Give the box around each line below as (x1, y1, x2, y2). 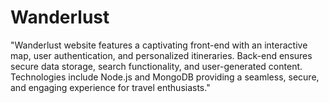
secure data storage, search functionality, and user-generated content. (10, 60, 303, 72)
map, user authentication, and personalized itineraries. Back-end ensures (10, 49, 313, 61)
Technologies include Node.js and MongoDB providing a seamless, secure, (10, 71, 320, 83)
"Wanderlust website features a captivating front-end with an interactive (10, 39, 308, 51)
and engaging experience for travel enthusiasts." (10, 81, 211, 93)
